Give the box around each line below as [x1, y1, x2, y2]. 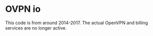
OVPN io [5, 3, 41, 15]
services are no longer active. [5, 25, 67, 31]
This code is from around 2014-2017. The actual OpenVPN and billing [5, 20, 148, 26]
